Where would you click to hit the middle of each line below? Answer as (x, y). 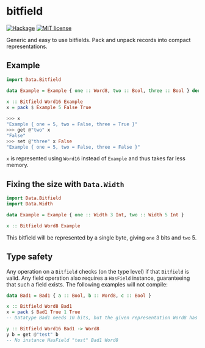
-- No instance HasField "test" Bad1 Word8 (63, 340)
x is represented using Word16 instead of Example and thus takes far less (96, 158)
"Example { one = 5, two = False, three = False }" (73, 147)
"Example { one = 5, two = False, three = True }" (72, 124)
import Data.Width (30, 204)
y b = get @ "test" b (33, 334)
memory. (17, 165)
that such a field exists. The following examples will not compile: (87, 284)
